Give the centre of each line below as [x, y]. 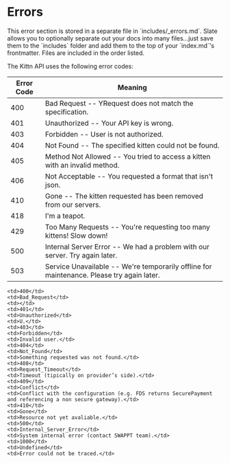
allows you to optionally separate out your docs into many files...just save [110, 38]
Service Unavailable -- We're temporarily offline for [128, 267]
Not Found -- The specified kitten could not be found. [132, 145]
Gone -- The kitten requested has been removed [124, 196]
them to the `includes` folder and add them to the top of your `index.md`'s [111, 45]
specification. [67, 112]
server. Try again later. [81, 255]
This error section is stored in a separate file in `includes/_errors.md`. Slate [112, 31]
